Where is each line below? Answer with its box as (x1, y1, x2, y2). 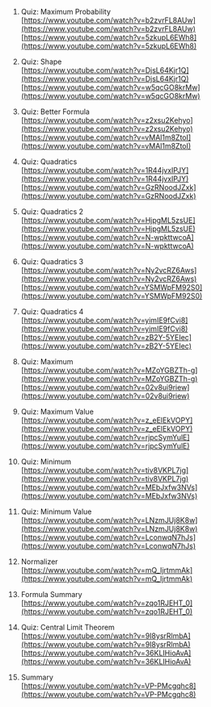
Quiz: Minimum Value (20, 507, 92, 516)
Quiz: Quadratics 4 (20, 307, 84, 316)
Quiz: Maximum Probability (20, 7, 112, 16)
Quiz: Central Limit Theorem (20, 622, 116, 632)
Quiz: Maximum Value (20, 407, 94, 416)
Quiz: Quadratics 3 (20, 257, 84, 266)
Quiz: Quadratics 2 (20, 207, 84, 217)
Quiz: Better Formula (20, 107, 90, 116)
